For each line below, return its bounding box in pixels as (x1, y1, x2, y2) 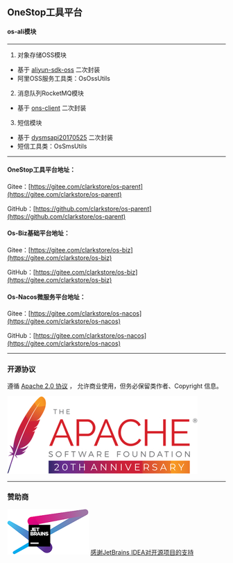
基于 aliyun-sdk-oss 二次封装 (17, 65, 101, 74)
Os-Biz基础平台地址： (7, 229, 71, 238)
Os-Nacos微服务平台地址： (7, 293, 86, 301)
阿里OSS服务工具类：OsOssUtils (17, 74, 111, 82)
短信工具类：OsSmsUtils (17, 142, 87, 150)
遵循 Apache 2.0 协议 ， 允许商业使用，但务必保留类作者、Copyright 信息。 (7, 382, 223, 390)
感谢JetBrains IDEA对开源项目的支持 (89, 548, 194, 556)
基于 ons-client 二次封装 (17, 104, 87, 112)
